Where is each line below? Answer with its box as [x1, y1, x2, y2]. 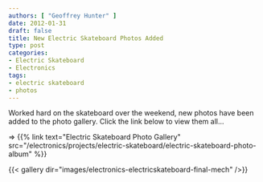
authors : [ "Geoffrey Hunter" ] [8, 11, 117, 20]
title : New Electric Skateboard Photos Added [8, 34, 163, 42]
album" [8, 149, 32, 159]
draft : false [8, 26, 52, 34]
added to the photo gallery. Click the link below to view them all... [8, 117, 224, 127]
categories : [8, 49, 48, 57]
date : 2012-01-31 [8, 19, 67, 27]
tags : [8, 71, 27, 79]
